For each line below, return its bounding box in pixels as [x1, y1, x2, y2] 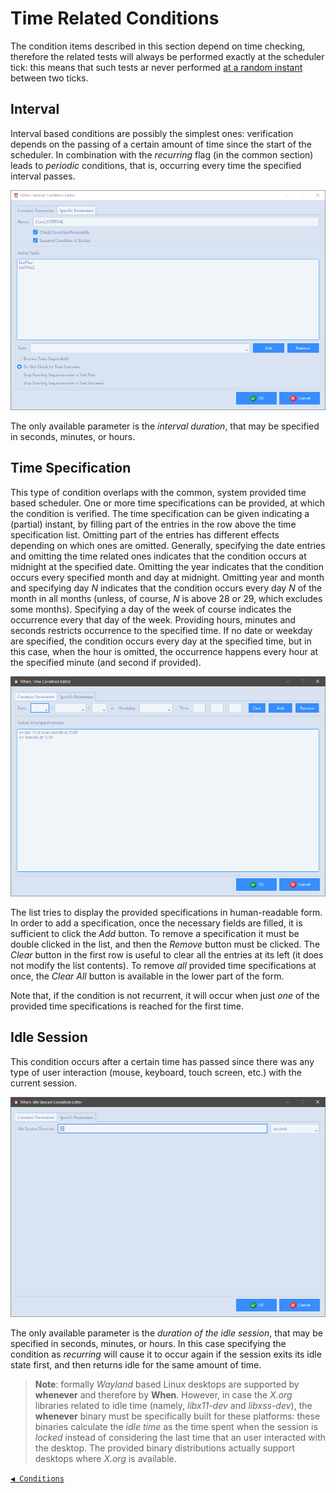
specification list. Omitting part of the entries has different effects [10, 528, 280, 541]
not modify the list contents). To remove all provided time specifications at [10, 959, 317, 971]
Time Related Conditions [10, 7, 220, 30]
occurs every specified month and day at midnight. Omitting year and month [10, 571, 325, 583]
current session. [10, 1077, 78, 1089]
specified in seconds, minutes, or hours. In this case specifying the [10, 1337, 287, 1349]
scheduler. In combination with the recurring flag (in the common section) [10, 148, 314, 161]
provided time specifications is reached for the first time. [10, 1000, 244, 1012]
